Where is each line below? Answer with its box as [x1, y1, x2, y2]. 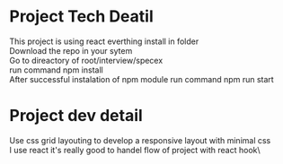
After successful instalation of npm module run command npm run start [9, 73, 274, 84]
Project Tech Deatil [9, 6, 155, 27]
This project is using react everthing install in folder [9, 36, 199, 47]
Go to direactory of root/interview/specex [9, 55, 164, 65]
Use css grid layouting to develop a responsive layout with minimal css [9, 134, 271, 145]
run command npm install [9, 65, 103, 75]
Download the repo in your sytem [9, 45, 133, 56]
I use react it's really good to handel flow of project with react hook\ [9, 144, 261, 155]
